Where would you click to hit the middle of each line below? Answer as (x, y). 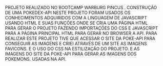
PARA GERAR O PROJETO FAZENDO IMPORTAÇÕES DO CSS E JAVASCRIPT (82, 28)
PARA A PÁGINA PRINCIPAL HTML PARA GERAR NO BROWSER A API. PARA (81, 33)
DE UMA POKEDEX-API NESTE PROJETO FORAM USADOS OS (68, 13)
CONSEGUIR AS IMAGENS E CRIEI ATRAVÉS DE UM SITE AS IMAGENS (76, 43)
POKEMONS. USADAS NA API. (36, 59)
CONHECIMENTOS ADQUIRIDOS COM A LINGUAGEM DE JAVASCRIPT (76, 18)
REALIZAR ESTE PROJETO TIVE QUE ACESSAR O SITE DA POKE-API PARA (80, 38)
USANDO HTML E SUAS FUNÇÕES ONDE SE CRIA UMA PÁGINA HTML (76, 23)
